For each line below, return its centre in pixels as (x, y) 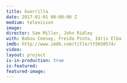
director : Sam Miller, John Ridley (49, 33)
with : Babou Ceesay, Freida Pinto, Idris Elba (64, 39)
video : (14, 50)
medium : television (30, 22)
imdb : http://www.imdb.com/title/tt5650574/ (61, 44)
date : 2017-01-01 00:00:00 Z (42, 17)
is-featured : (22, 66)
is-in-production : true (35, 60)
